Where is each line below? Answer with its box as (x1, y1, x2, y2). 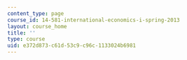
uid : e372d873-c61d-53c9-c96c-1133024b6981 (7, 42, 137, 49)
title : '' (7, 29, 36, 37)
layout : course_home (7, 23, 68, 30)
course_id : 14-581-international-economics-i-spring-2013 (7, 17, 180, 23)
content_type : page (7, 10, 64, 17)
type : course (7, 36, 46, 43)
